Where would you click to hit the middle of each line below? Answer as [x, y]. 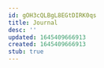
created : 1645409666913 [47, 45]
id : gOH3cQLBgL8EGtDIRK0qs [52, 15]
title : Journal [33, 23]
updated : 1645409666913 [47, 37]
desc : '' [22, 30]
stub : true [26, 52]
